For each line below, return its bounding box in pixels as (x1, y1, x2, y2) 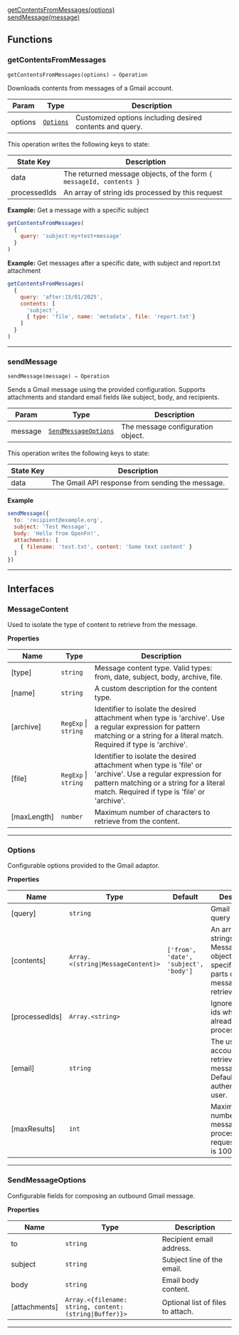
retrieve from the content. (94, 816, 180, 826)
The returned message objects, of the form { (63, 169, 213, 179)
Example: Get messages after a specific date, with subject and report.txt (7, 259, 221, 268)
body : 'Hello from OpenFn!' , (14, 529, 100, 537)
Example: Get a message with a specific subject (7, 205, 149, 214)
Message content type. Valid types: (94, 663, 213, 672)
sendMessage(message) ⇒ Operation (7, 373, 110, 380)
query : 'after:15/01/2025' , (20, 294, 103, 301)
